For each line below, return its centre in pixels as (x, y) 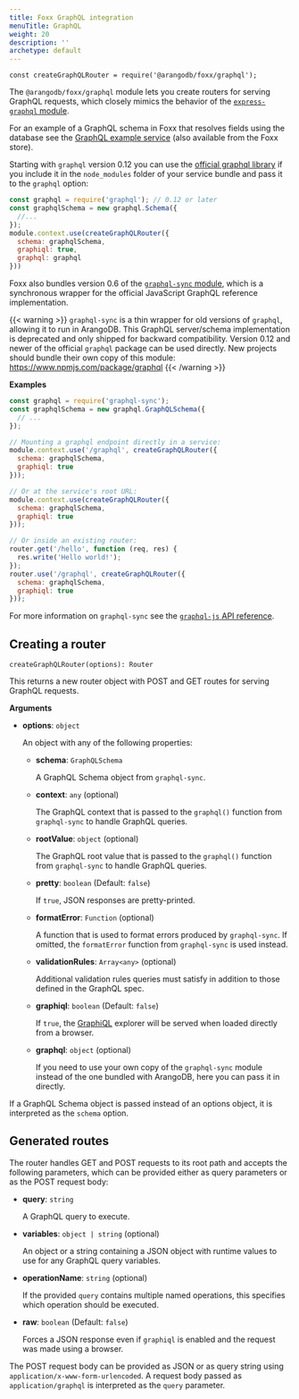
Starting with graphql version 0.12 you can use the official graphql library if (146, 164)
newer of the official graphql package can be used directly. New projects (143, 348)
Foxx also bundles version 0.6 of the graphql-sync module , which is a (137, 283)
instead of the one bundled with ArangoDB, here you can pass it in (158, 1077)
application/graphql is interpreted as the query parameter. (117, 1385)
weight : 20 (29, 34)
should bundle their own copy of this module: (92, 358)
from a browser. (65, 1032)
